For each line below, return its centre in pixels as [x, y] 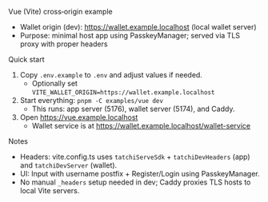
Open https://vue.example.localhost [79, 117]
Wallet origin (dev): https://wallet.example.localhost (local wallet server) [138, 27]
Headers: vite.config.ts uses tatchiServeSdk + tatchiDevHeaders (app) [135, 156]
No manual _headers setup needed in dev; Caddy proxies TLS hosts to [135, 182]
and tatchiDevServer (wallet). [68, 165]
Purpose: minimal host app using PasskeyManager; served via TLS [130, 36]
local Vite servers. [50, 190]
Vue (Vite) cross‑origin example [61, 12]
